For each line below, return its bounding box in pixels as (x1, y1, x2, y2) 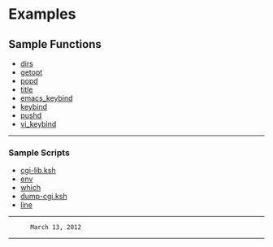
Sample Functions (8, 37, 102, 51)
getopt (19, 67, 43, 77)
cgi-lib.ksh (19, 166, 56, 175)
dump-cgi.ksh (19, 192, 67, 201)
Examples (8, 5, 76, 24)
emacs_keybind (19, 93, 73, 102)
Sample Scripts (8, 147, 71, 158)
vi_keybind (19, 119, 57, 128)
